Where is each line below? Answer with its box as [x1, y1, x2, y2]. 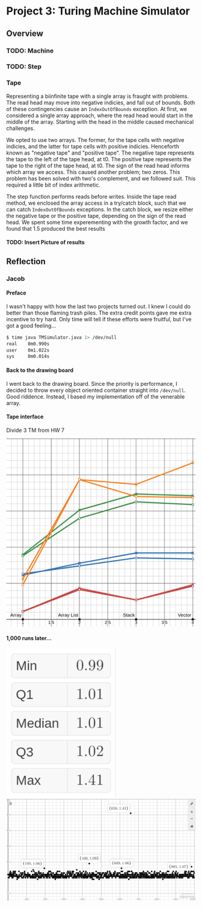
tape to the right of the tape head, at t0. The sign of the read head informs [6, 162, 190, 169]
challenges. [6, 124, 35, 132]
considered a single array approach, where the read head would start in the [6, 112, 194, 119]
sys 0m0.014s [6, 353, 50, 360]
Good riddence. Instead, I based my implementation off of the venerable [6, 393, 185, 400]
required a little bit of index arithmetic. [6, 181, 100, 188]
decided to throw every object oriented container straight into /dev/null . [6, 386, 186, 394]
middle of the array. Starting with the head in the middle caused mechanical [6, 118, 194, 125]
